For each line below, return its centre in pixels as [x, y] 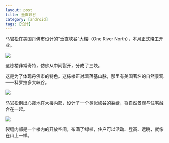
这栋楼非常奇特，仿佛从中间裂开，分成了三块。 [54, 66]
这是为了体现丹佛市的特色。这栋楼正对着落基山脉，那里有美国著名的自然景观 [84, 76]
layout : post [19, 10]
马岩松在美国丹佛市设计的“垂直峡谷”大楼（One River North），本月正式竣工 [82, 39]
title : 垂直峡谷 [21, 15]
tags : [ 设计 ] [18, 24]
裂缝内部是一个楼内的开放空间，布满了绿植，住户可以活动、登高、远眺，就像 [84, 129]
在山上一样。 [18, 136]
